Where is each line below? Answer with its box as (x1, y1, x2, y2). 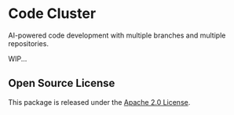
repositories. (8, 38, 49, 48)
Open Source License (8, 77, 115, 90)
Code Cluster (8, 5, 97, 23)
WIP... (8, 54, 27, 63)
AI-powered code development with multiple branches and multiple (8, 31, 226, 40)
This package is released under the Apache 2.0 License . (8, 97, 191, 106)
